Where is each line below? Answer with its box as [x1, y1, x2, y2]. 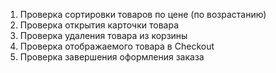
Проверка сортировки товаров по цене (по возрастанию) [19, 9, 267, 20]
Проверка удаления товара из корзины [19, 30, 188, 41]
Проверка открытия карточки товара [19, 19, 179, 31]
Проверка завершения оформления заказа [19, 51, 205, 63]
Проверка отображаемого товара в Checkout [19, 40, 215, 52]
